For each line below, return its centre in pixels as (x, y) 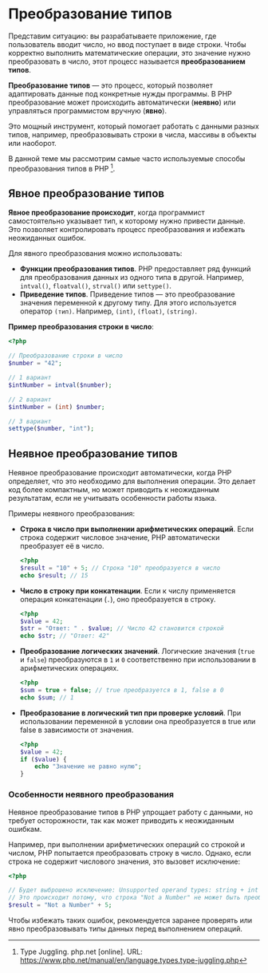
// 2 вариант (30, 400)
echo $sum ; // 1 (47, 697)
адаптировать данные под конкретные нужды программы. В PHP (120, 93)
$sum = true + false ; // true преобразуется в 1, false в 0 (122, 691)
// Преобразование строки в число (66, 356)
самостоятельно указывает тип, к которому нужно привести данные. (127, 221)
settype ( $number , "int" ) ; (51, 429)
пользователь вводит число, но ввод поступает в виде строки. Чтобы (127, 44)
